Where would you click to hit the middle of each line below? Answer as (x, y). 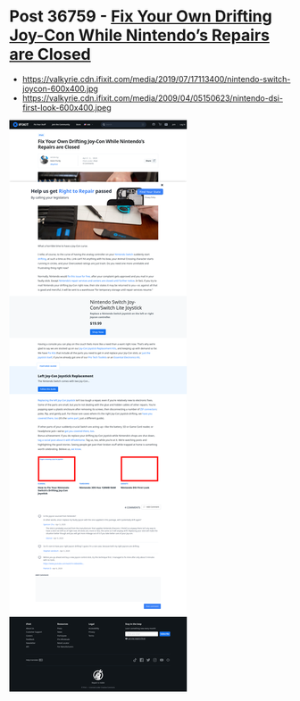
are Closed (50, 54)
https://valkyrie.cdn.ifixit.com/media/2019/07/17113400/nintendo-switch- (156, 79)
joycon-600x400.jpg (60, 88)
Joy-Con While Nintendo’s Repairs (140, 35)
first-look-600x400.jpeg (67, 107)
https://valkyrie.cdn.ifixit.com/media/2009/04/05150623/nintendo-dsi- (153, 98)
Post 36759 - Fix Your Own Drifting (141, 17)
